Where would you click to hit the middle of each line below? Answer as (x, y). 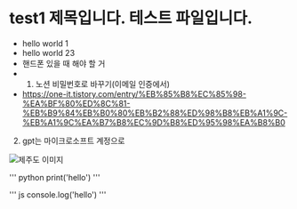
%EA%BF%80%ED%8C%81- (76, 103)
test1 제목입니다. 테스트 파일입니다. (131, 18)
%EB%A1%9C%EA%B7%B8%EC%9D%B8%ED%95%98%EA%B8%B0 (154, 122)
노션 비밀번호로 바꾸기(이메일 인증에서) (103, 84)
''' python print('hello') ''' (55, 177)
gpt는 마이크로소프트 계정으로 (73, 141)
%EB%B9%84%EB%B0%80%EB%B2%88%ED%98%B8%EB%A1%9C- (155, 113)
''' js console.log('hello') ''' (58, 194)
